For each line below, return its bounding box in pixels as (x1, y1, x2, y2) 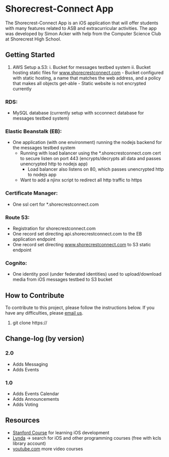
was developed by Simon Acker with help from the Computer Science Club (5, 30, 161, 36)
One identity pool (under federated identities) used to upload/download (12, 271, 162, 277)
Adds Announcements (12, 396, 59, 402)
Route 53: (5, 214, 30, 221)
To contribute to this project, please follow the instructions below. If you (5, 304, 155, 311)
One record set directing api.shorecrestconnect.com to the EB (12, 231, 142, 237)
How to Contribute (5, 291, 65, 299)
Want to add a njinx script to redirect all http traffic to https (20, 177, 143, 183)
